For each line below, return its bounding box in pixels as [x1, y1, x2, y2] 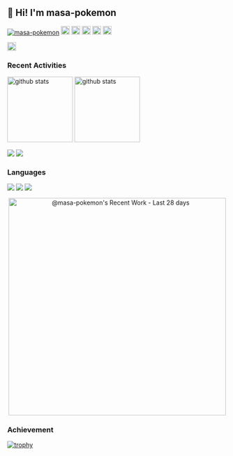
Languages [7, 168, 47, 177]
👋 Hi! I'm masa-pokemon [7, 7, 116, 19]
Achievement [7, 425, 54, 434]
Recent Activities [7, 60, 67, 70]
